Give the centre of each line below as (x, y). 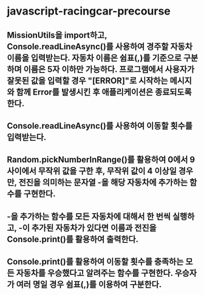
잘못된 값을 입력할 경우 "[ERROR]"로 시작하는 (87, 80)
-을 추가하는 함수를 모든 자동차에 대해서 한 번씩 (89, 216)
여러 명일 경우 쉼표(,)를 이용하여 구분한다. (89, 284)
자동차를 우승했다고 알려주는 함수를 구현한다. (94, 273)
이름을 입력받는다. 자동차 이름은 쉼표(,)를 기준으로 (94, 58)
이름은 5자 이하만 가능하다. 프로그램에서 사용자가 (109, 69)
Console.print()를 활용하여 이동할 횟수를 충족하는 (95, 262)
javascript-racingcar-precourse (89, 11)
